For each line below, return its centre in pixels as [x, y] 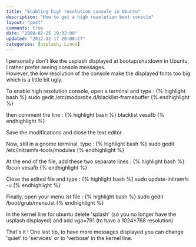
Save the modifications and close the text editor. [65, 132]
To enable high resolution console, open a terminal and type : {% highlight [96, 91]
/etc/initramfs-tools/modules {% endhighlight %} [65, 150]
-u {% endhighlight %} [33, 185]
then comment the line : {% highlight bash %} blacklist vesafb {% [85, 114]
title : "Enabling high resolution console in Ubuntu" [74, 11]
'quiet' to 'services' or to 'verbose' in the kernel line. [69, 238]
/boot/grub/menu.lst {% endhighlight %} [55, 202]
